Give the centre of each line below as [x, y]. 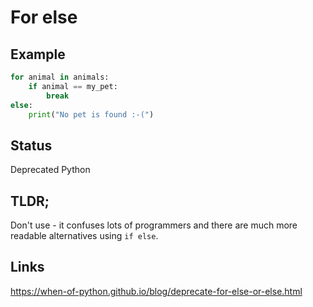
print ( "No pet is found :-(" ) [91, 114]
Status [31, 145]
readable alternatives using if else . [84, 235]
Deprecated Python [50, 170]
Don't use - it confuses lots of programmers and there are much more [154, 225]
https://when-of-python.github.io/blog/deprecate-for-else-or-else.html [156, 291]
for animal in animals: [60, 77]
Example [38, 54]
